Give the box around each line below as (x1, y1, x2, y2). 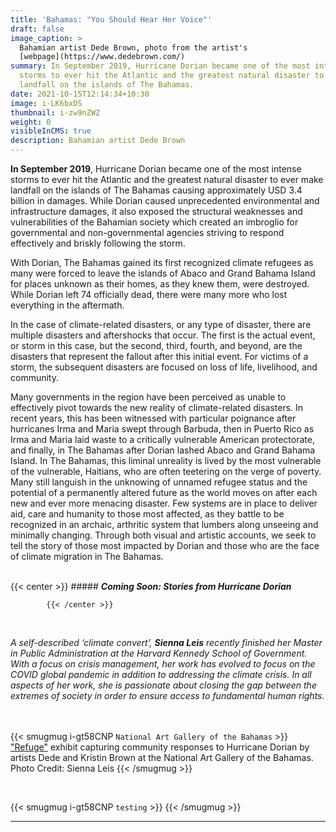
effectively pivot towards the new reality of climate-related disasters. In (10, 402, 304, 413)
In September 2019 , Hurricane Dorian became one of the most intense (10, 163, 302, 175)
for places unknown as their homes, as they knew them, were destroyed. (10, 278, 310, 290)
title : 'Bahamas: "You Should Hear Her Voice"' (10, 14, 213, 25)
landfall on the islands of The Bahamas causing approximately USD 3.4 (10, 184, 303, 196)
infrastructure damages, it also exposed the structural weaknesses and (10, 206, 303, 217)
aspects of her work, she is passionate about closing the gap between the (10, 679, 317, 691)
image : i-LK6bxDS (10, 98, 83, 108)
